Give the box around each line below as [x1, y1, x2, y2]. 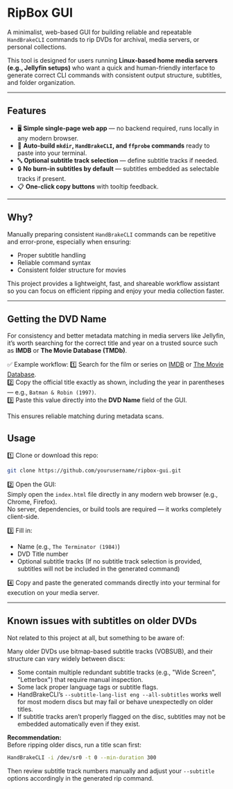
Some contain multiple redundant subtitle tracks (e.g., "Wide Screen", [17, 668, 216, 676]
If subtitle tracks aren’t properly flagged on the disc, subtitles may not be [17, 712, 226, 721]
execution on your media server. [7, 589, 99, 597]
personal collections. [7, 42, 67, 51]
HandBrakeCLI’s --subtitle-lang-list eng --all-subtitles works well [17, 690, 222, 699]
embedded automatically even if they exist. [17, 719, 141, 728]
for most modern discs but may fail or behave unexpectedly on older [17, 697, 214, 706]
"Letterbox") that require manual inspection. [17, 675, 144, 683]
